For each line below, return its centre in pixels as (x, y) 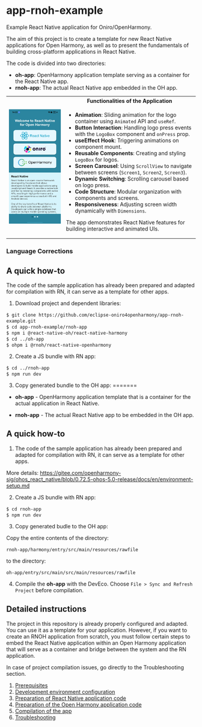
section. (16, 673)
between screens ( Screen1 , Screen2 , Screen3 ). (131, 172)
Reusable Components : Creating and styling (130, 153)
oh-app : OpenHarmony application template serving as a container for (102, 75)
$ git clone (21, 315)
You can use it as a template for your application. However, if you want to (97, 630)
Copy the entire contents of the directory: (58, 538)
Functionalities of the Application (130, 101)
